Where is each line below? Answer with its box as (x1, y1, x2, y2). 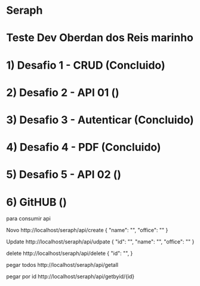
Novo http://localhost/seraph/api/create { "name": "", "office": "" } (6, 227, 168, 234)
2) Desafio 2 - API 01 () (6, 86, 119, 99)
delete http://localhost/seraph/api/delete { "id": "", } (6, 250, 133, 257)
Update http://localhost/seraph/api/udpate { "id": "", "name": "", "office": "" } (6, 238, 195, 245)
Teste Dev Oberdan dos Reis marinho (6, 31, 194, 45)
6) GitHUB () (6, 195, 67, 209)
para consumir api (6, 215, 51, 222)
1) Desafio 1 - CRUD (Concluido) (6, 58, 165, 72)
